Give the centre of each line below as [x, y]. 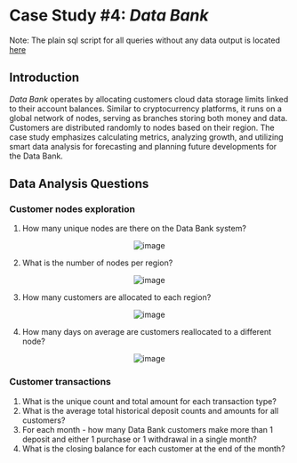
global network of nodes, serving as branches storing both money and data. [148, 118]
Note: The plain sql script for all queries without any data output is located [144, 40]
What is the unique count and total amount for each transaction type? [149, 401]
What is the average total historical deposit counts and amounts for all [150, 410]
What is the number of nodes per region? [97, 263]
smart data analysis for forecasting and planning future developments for [143, 146]
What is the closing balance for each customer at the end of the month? [154, 448]
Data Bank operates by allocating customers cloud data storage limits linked [149, 99]
